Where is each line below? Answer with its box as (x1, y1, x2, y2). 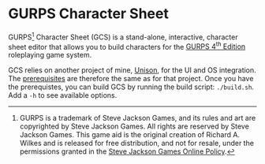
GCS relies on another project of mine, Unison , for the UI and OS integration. (8, 65, 256, 75)
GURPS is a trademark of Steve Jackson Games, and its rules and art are (19, 114, 256, 123)
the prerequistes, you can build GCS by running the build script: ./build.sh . (8, 82, 255, 91)
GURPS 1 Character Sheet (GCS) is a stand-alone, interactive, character (8, 31, 238, 42)
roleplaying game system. (8, 50, 92, 60)
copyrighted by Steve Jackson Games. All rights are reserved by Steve (19, 121, 250, 131)
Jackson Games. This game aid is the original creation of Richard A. (19, 130, 241, 140)
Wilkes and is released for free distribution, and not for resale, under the (19, 139, 255, 148)
